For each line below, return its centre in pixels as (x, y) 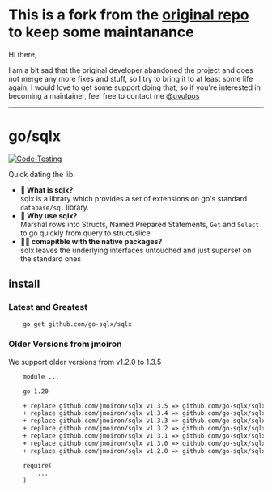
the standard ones (51, 258)
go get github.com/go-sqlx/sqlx (77, 324)
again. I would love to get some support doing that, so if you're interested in (134, 87)
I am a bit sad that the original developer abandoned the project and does (131, 70)
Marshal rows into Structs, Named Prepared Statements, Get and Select (140, 224)
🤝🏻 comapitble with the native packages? (91, 241)
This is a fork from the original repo (129, 15)
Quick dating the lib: (42, 174)
